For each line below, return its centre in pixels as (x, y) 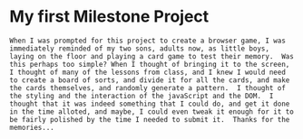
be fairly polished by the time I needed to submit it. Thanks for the (150, 119)
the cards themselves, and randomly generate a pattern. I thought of (147, 88)
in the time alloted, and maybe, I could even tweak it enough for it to (152, 111)
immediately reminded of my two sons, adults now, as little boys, (140, 48)
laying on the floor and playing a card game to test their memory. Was (152, 56)
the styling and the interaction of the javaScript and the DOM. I (142, 96)
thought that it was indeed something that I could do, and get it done (150, 104)
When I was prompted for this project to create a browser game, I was (147, 41)
